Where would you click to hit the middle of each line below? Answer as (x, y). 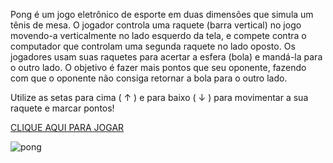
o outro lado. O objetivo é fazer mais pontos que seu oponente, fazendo (158, 67)
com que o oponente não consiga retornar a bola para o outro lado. (149, 78)
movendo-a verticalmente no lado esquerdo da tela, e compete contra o (158, 35)
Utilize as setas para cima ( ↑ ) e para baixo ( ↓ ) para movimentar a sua (159, 97)
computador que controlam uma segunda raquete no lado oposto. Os (153, 46)
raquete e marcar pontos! (62, 108)
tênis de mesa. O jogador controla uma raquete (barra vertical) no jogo (156, 25)
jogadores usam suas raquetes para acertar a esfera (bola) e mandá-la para (166, 57)
